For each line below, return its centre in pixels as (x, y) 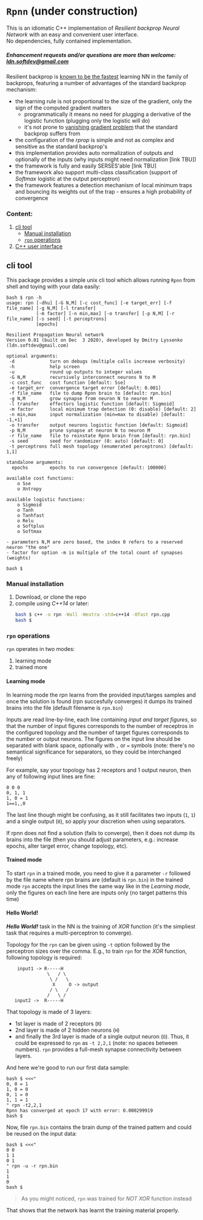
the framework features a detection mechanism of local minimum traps (104, 185)
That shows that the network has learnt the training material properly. (93, 1210)
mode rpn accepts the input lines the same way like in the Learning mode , (98, 886)
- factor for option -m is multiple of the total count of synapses (95, 553)
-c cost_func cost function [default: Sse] (67, 383)
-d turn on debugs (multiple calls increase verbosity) (97, 362)
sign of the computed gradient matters (63, 107)
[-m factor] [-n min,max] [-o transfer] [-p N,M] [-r (105, 314)
